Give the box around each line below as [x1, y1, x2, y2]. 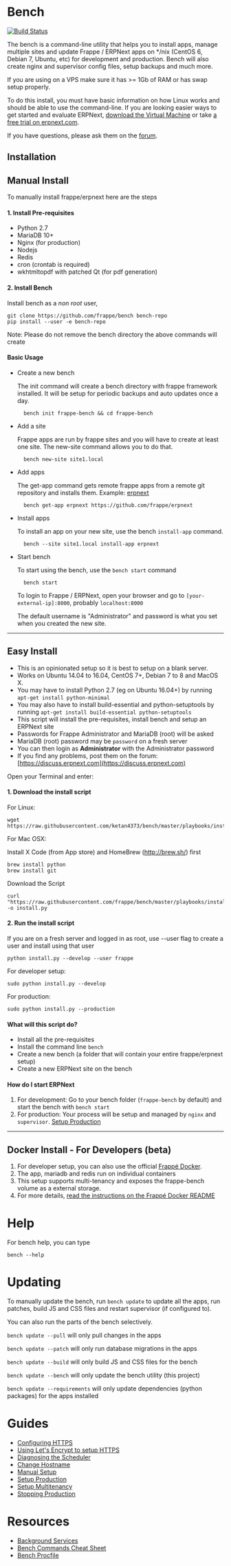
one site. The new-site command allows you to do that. [16, 442, 173, 450]
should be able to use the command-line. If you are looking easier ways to [7, 103, 217, 111]
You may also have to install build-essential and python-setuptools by [16, 700, 214, 708]
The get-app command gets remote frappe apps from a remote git [16, 481, 205, 489]
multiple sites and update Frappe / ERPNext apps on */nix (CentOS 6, [7, 47, 203, 56]
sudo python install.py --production [7, 1005, 115, 1012]
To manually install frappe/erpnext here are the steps [7, 193, 157, 202]
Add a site [16, 422, 46, 430]
